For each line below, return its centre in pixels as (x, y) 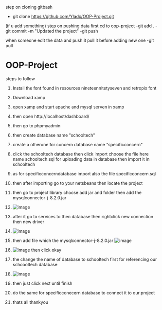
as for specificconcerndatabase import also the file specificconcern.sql (84, 173)
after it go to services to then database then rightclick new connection (83, 216)
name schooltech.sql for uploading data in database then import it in (81, 159)
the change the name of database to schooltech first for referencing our (85, 259)
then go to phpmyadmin (36, 125)
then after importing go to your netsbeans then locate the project (78, 183)
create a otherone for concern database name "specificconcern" (78, 144)
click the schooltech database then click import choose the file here (81, 154)
